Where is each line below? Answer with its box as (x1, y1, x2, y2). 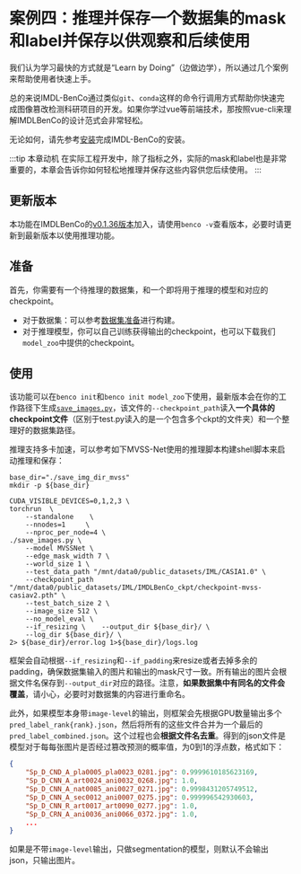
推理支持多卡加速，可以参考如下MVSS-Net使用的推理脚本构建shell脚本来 (9, 444, 278, 455)
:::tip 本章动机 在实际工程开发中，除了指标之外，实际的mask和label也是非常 (9, 153, 288, 163)
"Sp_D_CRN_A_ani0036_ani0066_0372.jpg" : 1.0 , (25, 809, 199, 818)
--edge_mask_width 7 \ (25, 552, 110, 561)
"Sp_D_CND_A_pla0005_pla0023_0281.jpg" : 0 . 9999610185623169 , (25, 768, 258, 777)
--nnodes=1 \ (25, 520, 90, 530)
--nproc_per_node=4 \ (25, 528, 106, 537)
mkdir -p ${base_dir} (9, 481, 90, 490)
